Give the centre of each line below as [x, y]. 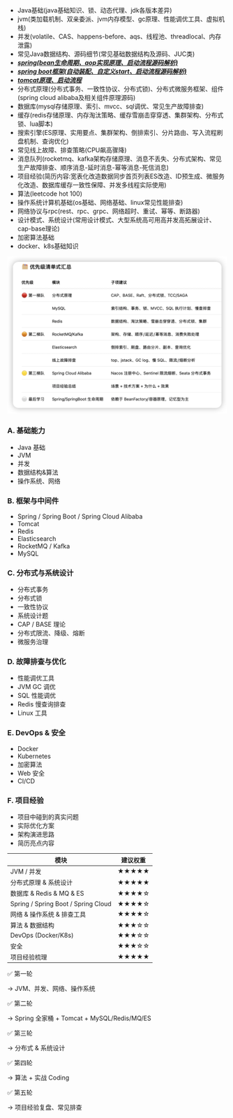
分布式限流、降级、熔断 [51, 633]
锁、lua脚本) [35, 124]
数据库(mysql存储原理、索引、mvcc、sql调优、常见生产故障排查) [111, 106]
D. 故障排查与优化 [37, 662]
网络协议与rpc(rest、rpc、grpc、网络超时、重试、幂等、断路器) [108, 211]
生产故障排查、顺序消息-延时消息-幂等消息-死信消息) [93, 167]
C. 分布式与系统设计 [40, 573]
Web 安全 [31, 773]
